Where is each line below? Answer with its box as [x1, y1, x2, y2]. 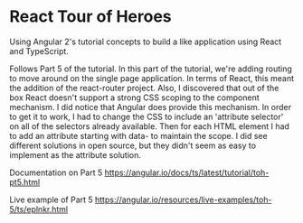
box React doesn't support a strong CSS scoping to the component [9, 92, 260, 103]
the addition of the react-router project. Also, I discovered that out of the [9, 82, 279, 93]
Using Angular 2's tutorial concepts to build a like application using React [9, 36, 282, 47]
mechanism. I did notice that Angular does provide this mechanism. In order [9, 101, 292, 112]
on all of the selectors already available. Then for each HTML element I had [9, 120, 289, 132]
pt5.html [9, 176, 41, 187]
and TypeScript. [9, 45, 70, 56]
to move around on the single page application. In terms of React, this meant [9, 72, 295, 83]
